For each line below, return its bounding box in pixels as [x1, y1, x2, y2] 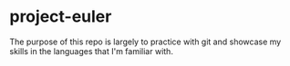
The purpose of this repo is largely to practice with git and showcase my [9, 36, 282, 47]
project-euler [9, 6, 112, 27]
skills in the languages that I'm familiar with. [9, 45, 173, 56]
